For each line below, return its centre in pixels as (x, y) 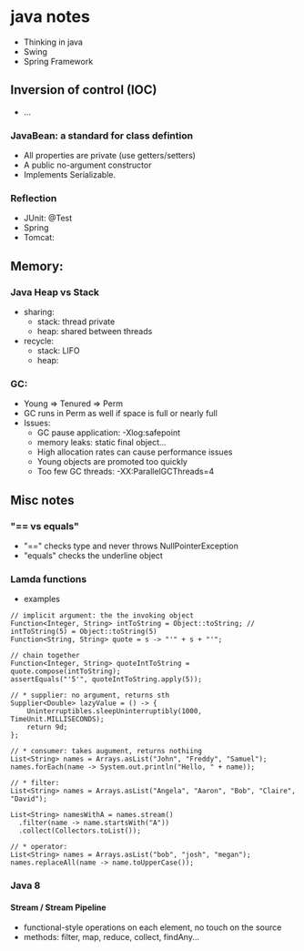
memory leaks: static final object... (101, 443)
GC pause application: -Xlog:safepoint (109, 433)
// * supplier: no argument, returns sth (90, 695)
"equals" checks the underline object (93, 556)
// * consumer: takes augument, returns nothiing (106, 752)
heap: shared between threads (95, 332)
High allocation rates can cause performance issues (135, 452)
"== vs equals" (45, 526)
